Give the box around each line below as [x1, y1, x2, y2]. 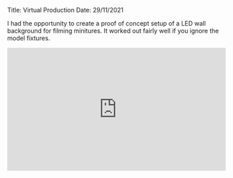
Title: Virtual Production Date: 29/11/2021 [7, 6, 123, 14]
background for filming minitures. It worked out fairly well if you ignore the [7, 27, 219, 35]
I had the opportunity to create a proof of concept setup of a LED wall [7, 19, 206, 27]
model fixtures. [7, 34, 51, 42]
